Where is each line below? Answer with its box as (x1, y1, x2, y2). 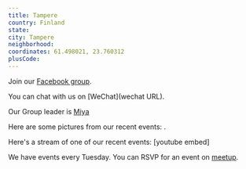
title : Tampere (8, 11, 58, 20)
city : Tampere (8, 33, 55, 41)
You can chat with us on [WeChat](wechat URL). (8, 92, 165, 101)
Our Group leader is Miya (8, 106, 90, 116)
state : (8, 26, 30, 34)
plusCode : (8, 56, 41, 63)
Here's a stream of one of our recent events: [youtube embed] (8, 137, 210, 146)
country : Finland (8, 19, 65, 27)
